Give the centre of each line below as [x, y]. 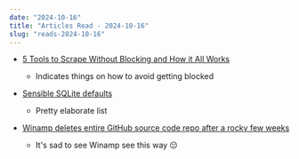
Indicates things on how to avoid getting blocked [125, 76]
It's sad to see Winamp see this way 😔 [106, 145]
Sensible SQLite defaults [67, 93]
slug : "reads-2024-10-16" [57, 34]
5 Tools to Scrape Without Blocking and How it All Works [126, 60]
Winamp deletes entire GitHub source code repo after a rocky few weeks [156, 128]
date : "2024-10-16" [45, 17]
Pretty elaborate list [71, 111]
